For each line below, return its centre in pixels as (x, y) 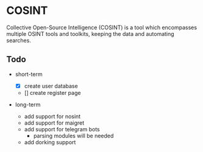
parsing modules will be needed (73, 136)
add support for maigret (54, 123)
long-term (28, 105)
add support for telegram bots (62, 129)
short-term (29, 74)
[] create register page (52, 92)
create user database (51, 86)
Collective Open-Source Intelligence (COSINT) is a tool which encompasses (101, 27)
